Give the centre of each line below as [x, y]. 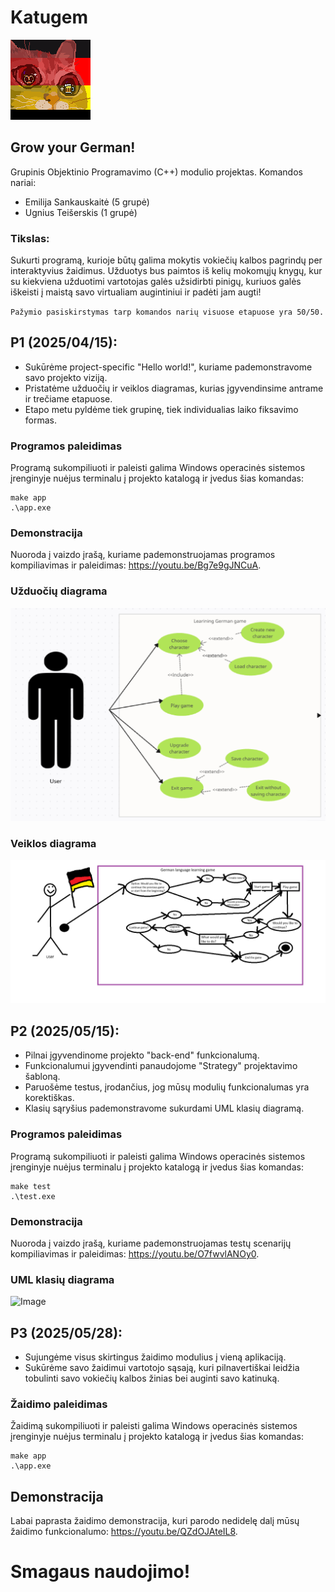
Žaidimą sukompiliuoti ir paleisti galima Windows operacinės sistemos [154, 1426]
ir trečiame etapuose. [68, 398]
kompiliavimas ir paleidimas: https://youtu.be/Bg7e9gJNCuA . [136, 565]
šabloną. [42, 1077]
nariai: [23, 182]
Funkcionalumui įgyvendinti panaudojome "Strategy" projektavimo [161, 1066]
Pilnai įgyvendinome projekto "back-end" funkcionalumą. [142, 1055]
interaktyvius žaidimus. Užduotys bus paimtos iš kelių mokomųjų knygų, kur [166, 271]
